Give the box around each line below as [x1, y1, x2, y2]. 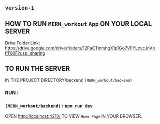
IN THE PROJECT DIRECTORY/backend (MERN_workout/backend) [5, 77, 132, 83]
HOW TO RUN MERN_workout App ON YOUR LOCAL [5, 19, 152, 28]
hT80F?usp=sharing [5, 50, 45, 56]
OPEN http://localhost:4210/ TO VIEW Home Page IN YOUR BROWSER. [5, 113, 143, 119]
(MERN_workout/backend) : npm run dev [5, 102, 93, 109]
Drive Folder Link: [5, 40, 40, 46]
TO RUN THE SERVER [5, 64, 70, 73]
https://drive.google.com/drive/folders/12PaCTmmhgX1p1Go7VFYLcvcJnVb [5, 45, 156, 51]
